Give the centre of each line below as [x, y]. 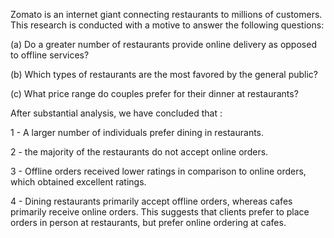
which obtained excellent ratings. [78, 182]
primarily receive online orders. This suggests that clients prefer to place [160, 212]
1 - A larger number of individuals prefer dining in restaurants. [137, 132]
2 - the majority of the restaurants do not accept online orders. [139, 152]
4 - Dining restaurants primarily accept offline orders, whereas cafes [151, 201]
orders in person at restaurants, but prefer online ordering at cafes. [148, 222]
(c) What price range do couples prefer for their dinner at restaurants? [154, 93]
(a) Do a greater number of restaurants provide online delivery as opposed [163, 44]
